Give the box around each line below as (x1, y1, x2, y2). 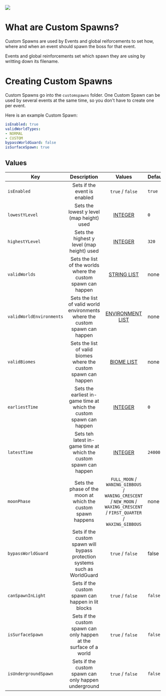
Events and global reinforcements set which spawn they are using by (5, 53, 146, 59)
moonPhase (7, 499, 31, 504)
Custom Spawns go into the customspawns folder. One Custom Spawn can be (5, 92, 161, 98)
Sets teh (74, 430, 94, 437)
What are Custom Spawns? (5, 22, 120, 33)
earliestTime (7, 404, 39, 410)
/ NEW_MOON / (110, 498, 137, 505)
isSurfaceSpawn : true (5, 145, 50, 150)
